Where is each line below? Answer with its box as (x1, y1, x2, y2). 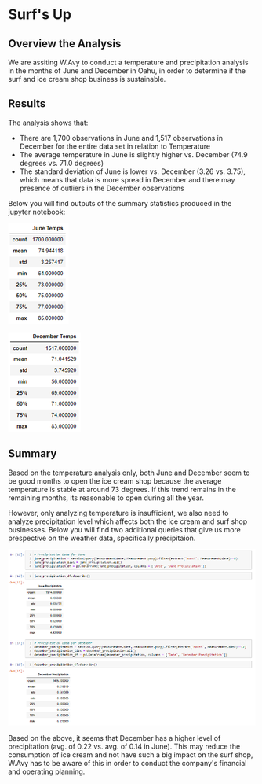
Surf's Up (8, 6, 72, 24)
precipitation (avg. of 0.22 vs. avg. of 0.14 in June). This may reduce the (8, 742, 241, 751)
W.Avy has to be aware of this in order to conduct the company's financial (8, 758, 247, 767)
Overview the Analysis (8, 37, 122, 50)
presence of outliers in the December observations (19, 183, 184, 193)
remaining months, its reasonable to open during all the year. (8, 493, 204, 502)
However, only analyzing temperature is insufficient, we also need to (8, 508, 229, 517)
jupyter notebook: (8, 207, 66, 216)
